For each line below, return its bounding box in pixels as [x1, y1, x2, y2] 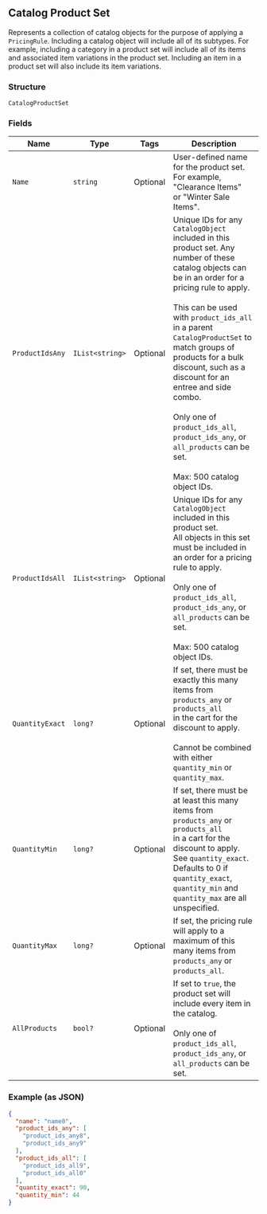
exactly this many [172, 675, 238, 686]
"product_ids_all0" [22, 1169, 87, 1177]
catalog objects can [172, 262, 247, 273]
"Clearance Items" [172, 182, 242, 193]
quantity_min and [172, 883, 238, 894]
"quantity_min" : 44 [15, 1191, 80, 1200]
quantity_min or [172, 762, 232, 773]
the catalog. [172, 1008, 218, 1019]
